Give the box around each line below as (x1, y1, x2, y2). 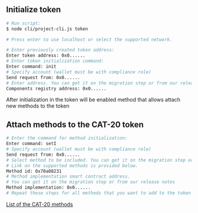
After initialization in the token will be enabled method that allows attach (6, 96, 181, 103)
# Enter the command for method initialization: (6, 135, 128, 141)
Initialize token (6, 5, 61, 15)
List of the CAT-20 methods (6, 201, 74, 208)
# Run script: (6, 20, 41, 26)
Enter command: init (6, 64, 57, 70)
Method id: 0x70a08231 (6, 168, 62, 174)
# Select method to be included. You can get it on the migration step (6, 157, 186, 163)
